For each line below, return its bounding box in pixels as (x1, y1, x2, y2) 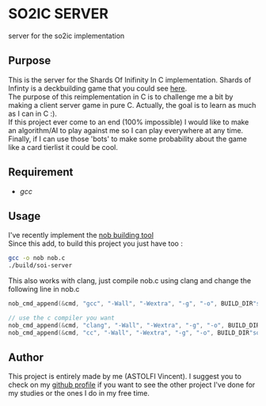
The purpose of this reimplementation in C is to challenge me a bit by (8, 92, 234, 101)
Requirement (8, 166, 74, 179)
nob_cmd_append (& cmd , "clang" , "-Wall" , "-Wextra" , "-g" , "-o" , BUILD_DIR (8, 321, 260, 329)
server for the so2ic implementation (8, 31, 125, 40)
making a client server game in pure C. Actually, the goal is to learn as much (8, 100, 256, 109)
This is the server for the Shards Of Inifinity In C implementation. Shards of (8, 75, 252, 84)
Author (8, 350, 44, 365)
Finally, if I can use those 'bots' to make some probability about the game (8, 134, 247, 144)
